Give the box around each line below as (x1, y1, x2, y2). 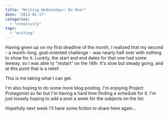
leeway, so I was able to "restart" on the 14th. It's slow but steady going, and (5, 60, 163, 66)
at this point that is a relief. (5, 65, 60, 71)
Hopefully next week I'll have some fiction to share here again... (5, 105, 137, 111)
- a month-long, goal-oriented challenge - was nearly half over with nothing (5, 49, 161, 55)
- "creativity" (10, 21, 42, 26)
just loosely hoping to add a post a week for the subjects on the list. (5, 95, 145, 101)
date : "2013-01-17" (5, 12, 46, 17)
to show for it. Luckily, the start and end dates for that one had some (5, 55, 147, 60)
